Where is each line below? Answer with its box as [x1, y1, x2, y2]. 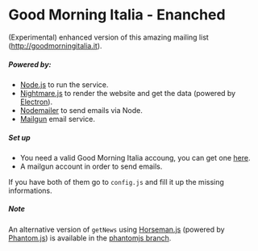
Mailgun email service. [19, 114, 95, 123]
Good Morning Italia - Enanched [8, 6, 226, 24]
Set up [8, 132, 31, 142]
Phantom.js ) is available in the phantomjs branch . [8, 232, 172, 243]
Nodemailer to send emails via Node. [19, 105, 144, 115]
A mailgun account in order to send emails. [19, 161, 163, 171]
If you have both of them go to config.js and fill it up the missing [8, 177, 224, 186]
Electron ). [19, 97, 53, 107]
